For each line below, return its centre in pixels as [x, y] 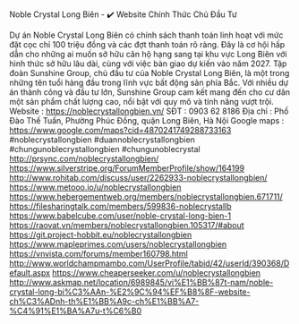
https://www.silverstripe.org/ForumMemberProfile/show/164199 [127, 168]
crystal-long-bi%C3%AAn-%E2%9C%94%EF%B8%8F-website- [130, 292]
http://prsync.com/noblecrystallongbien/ [84, 158]
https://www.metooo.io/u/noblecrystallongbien [95, 187]
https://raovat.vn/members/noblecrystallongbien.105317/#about [127, 225]
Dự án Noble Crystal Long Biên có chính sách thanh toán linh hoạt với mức [146, 35]
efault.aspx [30, 273]
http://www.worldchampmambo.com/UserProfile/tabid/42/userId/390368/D [149, 263]
